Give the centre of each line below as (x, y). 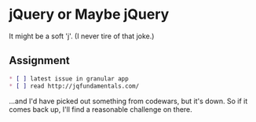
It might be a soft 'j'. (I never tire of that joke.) (82, 36)
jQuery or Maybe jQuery (89, 14)
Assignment (39, 61)
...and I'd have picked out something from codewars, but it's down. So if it (128, 101)
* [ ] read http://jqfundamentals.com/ (74, 86)
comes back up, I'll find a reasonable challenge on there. (101, 109)
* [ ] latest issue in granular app (69, 79)
